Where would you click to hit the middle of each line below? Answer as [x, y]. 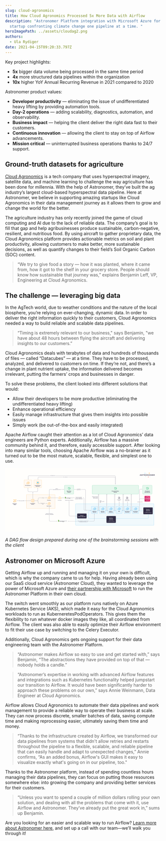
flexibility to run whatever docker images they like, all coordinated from [78, 619]
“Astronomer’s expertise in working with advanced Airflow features [85, 674]
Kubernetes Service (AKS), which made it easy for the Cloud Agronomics [80, 609]
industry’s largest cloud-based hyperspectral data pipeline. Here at [74, 192]
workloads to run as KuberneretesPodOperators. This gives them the [75, 614]
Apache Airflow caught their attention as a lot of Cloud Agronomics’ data [79, 435]
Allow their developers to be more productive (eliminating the [75, 399]
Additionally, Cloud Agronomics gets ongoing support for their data [74, 639]
